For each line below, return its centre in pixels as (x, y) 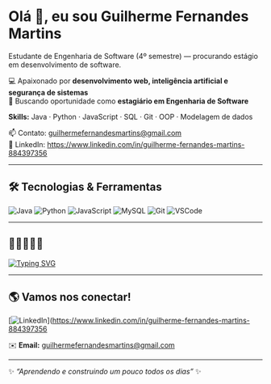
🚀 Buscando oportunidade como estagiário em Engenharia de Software (129, 101)
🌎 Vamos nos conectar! (70, 297)
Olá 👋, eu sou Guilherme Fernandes (129, 17)
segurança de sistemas (48, 92)
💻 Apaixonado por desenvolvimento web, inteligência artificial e (118, 81)
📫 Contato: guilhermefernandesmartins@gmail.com (95, 133)
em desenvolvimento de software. (65, 65)
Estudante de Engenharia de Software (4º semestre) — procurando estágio (133, 56)
